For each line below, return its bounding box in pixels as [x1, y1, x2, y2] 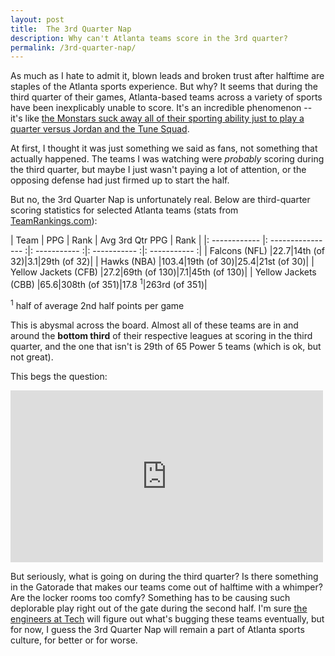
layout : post [10, 14, 65, 25]
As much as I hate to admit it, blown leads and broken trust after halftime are [10, 70, 325, 82]
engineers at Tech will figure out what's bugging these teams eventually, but [10, 612, 325, 625]
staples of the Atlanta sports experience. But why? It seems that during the [10, 81, 318, 93]
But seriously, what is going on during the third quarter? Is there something [10, 570, 319, 582]
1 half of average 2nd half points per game [10, 297, 185, 311]
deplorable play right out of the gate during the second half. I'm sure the [10, 602, 308, 614]
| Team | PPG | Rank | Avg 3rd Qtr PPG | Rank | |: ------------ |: [10, 234, 268, 246]
